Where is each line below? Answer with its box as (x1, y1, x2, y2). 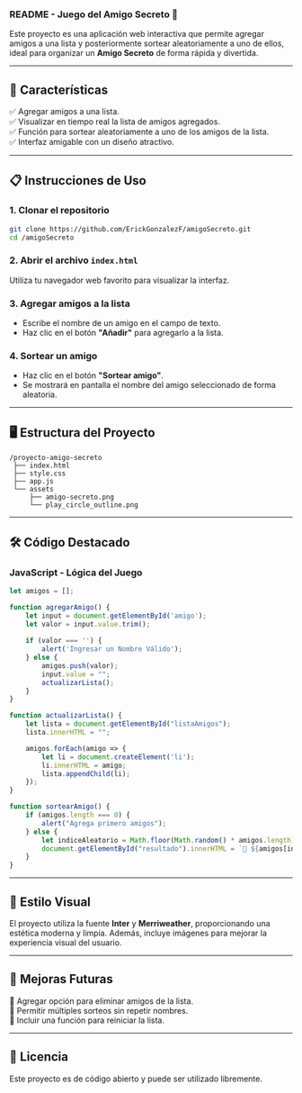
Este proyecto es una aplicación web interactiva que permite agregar (9, 29, 265, 40)
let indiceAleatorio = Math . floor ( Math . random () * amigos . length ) (41, 836, 296, 845)
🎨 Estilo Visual (9, 894, 92, 909)
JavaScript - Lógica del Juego (9, 566, 143, 579)
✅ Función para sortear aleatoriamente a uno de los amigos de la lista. (9, 126, 270, 138)
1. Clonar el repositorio (9, 204, 110, 217)
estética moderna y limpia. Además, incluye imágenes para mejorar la (9, 927, 268, 938)
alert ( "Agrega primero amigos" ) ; (41, 818, 167, 827)
